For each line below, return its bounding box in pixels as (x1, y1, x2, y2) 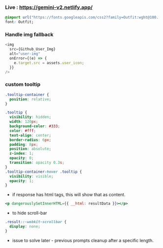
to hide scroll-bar (12, 210, 47, 216)
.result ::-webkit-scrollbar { (5, 220, 67, 225)
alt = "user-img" (9, 51, 41, 56)
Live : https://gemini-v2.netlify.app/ (5, 4, 93, 11)
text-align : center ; (9, 133, 51, 138)
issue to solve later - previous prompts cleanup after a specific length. (12, 237, 154, 243)
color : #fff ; (9, 128, 36, 133)
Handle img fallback (5, 31, 54, 38)
